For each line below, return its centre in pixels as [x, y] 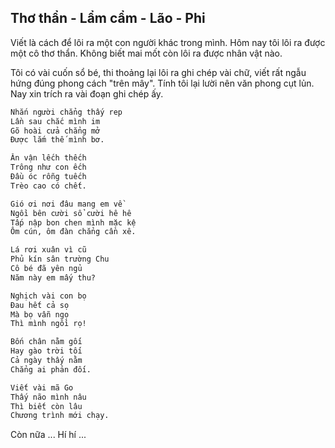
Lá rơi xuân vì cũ [48, 250]
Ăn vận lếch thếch [48, 158]
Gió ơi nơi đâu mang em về [66, 204]
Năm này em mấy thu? [53, 277]
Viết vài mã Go [42, 387]
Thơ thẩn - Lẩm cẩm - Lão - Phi [108, 18]
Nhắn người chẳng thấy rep [66, 112]
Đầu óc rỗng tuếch [48, 177]
